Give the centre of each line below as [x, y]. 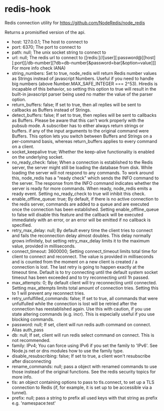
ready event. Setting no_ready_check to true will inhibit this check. [79, 194]
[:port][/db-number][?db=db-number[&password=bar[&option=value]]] [84, 63]
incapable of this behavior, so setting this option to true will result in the [84, 89]
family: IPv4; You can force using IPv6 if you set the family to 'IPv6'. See [84, 345]
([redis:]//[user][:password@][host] [120, 57]
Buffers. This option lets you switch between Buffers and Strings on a [82, 136]
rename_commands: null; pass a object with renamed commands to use [84, 366]
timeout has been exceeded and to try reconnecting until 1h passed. [80, 277]
